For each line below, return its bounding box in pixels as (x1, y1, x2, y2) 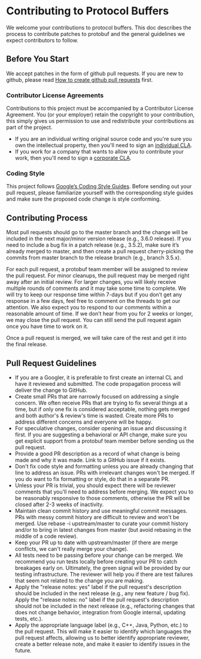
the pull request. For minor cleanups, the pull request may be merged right (6, 272, 190, 279)
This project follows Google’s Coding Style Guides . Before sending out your (6, 183, 192, 190)
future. (14, 646, 32, 654)
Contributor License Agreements (6, 91, 104, 99)
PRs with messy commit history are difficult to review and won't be (14, 513, 179, 520)
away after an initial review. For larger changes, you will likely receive (6, 278, 176, 286)
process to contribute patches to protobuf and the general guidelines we (6, 30, 185, 37)
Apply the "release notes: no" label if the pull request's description (14, 596, 179, 603)
